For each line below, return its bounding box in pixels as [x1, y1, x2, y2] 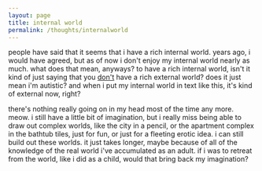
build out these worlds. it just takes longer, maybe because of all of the [8, 138, 238, 147]
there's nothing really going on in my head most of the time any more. [8, 104, 234, 114]
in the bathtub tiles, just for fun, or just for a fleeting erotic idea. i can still [8, 129, 244, 139]
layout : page [8, 11, 51, 20]
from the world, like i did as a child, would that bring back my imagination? [8, 155, 249, 164]
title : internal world [8, 19, 83, 27]
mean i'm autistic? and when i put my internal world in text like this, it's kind [8, 81, 253, 90]
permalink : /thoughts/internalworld [8, 26, 128, 34]
